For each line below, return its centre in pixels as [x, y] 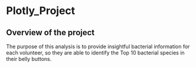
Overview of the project [51, 33]
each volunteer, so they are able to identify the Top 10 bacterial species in [95, 53]
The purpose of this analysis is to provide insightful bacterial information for [98, 46]
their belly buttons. [29, 59]
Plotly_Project [41, 11]
